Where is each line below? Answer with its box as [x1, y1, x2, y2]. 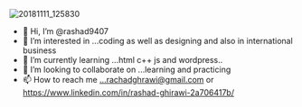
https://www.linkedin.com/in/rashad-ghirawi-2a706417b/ [22, 87, 235, 98]
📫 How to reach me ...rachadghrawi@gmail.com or [22, 75, 214, 85]
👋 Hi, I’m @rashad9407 [22, 26, 109, 36]
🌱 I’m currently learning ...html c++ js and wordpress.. [22, 55, 223, 65]
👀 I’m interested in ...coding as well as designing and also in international [22, 36, 294, 46]
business [22, 45, 57, 56]
